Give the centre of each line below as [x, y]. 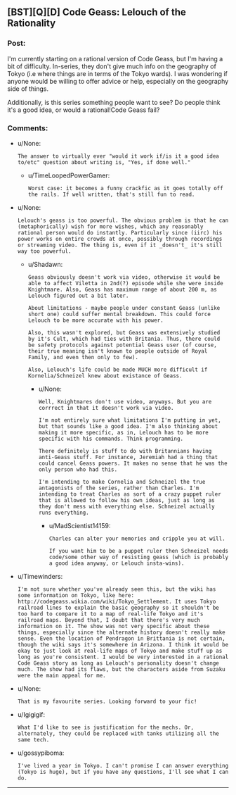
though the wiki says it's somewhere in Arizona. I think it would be [123, 644]
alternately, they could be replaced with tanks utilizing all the [118, 733]
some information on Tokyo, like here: [76, 595]
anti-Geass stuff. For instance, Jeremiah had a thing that [128, 457]
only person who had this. [78, 469]
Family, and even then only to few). [83, 357]
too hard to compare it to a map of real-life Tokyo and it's [110, 614]
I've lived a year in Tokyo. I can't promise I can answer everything [123, 765]
